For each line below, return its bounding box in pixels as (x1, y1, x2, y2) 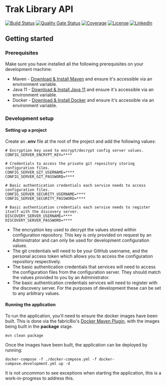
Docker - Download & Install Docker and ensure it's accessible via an (12, 97, 155, 103)
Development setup (5, 115, 54, 122)
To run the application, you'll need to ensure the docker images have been (5, 313, 158, 319)
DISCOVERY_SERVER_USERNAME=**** (5, 213, 72, 218)
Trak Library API (5, 3, 73, 15)
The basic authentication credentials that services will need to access (12, 264, 156, 270)
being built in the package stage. (5, 323, 73, 329)
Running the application (5, 302, 56, 308)
